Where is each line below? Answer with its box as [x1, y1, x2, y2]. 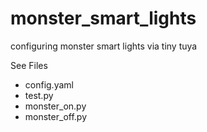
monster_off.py [24, 110, 87, 122]
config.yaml [24, 78, 74, 91]
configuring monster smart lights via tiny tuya [10, 40, 198, 52]
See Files [10, 59, 48, 71]
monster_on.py [24, 100, 87, 112]
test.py [24, 89, 54, 101]
